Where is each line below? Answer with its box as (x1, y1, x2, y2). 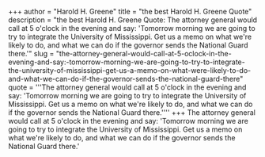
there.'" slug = (8, 49, 55, 58)
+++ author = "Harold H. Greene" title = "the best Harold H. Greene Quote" (8, 7, 252, 16)
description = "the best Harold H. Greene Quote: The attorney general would (8, 15, 258, 25)
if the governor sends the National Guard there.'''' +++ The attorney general (8, 108, 256, 117)
